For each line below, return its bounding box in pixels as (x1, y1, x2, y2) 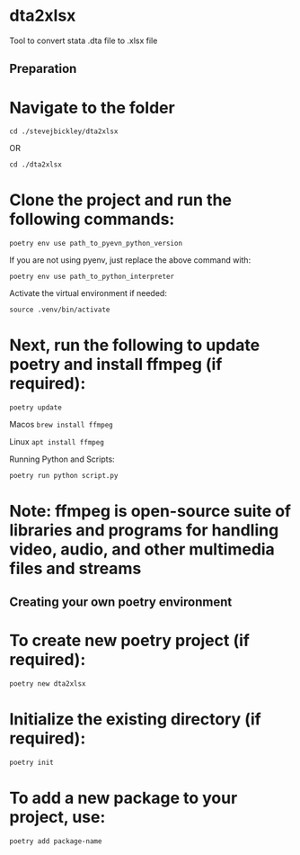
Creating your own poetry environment (9, 594, 233, 609)
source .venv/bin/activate (9, 305, 110, 315)
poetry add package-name (9, 836, 102, 846)
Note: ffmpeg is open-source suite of (9, 501, 292, 522)
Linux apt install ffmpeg (9, 436, 105, 447)
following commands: (9, 209, 175, 229)
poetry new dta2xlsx (9, 679, 87, 688)
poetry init (9, 758, 54, 767)
